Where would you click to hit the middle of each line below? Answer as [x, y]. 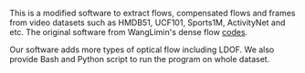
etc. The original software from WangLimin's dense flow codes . [129, 32]
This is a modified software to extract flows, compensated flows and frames [152, 13]
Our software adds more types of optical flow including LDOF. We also [142, 50]
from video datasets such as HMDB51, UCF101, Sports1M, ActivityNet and [147, 23]
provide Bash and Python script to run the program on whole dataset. [140, 59]
